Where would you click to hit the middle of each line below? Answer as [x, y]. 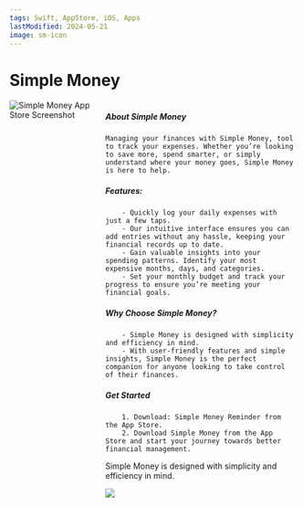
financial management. [148, 449]
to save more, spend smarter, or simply [183, 155]
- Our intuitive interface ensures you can [206, 229]
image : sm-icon [38, 35]
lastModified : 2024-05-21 [58, 26]
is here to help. [138, 171]
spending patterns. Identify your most [181, 261]
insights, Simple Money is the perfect [181, 359]
